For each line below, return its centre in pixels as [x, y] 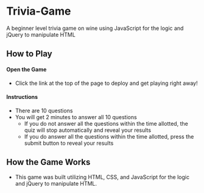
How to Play [30, 54]
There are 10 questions [44, 111]
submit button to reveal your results [69, 143]
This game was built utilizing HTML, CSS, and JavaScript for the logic [102, 177]
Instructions [22, 97]
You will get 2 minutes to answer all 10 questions [76, 117]
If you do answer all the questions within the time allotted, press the [109, 136]
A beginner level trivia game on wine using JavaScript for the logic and [95, 28]
